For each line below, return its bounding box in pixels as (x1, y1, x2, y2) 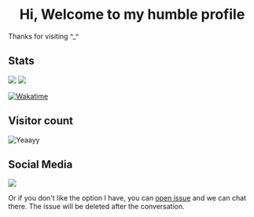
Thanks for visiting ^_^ (8, 31, 79, 41)
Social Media (8, 157, 73, 171)
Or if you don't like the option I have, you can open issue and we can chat (8, 193, 246, 203)
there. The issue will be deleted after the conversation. (8, 202, 185, 211)
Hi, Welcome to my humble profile (19, 6, 245, 24)
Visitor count (8, 114, 73, 127)
